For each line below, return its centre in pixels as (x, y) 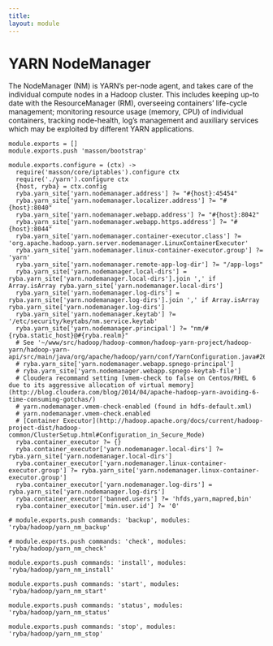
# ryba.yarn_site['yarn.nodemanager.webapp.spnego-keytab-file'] (129, 371)
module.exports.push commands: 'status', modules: (96, 605)
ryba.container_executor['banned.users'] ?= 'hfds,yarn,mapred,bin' (134, 499)
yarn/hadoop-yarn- (39, 350)
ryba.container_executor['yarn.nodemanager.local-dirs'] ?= (119, 450)
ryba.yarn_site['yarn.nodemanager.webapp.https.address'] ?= (121, 222)
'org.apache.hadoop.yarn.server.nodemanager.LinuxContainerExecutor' (129, 243)
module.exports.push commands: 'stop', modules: (92, 627)
